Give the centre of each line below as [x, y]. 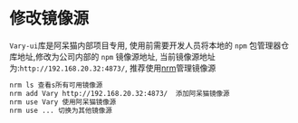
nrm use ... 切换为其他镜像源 [61, 110]
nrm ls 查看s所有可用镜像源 [56, 85]
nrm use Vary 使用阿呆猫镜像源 [63, 102]
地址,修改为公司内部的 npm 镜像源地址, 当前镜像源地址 [116, 56]
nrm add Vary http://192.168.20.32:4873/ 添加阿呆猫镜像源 [120, 93]
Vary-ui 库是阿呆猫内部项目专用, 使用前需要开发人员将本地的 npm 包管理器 [145, 45]
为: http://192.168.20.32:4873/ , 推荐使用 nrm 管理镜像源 [113, 68]
